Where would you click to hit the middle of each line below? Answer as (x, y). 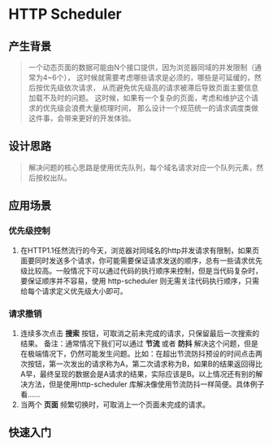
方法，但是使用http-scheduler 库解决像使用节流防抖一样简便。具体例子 (146, 384)
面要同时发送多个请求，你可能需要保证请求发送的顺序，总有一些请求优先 (141, 260)
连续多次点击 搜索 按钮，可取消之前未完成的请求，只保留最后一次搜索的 (140, 333)
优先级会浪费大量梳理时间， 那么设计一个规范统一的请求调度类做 (150, 108)
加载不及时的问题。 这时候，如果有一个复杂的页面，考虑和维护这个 (140, 98)
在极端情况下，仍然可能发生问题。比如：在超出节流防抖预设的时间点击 (138, 353)
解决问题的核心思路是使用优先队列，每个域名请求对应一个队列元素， (142, 167)
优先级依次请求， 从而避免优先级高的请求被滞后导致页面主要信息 (150, 87)
